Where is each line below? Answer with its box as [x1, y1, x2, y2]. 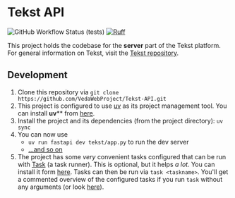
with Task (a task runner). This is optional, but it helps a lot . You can [17, 160, 215, 168]
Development [7, 69, 68, 81]
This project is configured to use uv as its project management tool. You [17, 101, 227, 110]
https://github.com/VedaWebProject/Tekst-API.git [17, 95, 167, 102]
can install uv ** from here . [17, 109, 95, 117]
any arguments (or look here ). [17, 182, 104, 191]
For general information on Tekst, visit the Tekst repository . [7, 49, 179, 57]
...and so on [28, 145, 63, 154]
